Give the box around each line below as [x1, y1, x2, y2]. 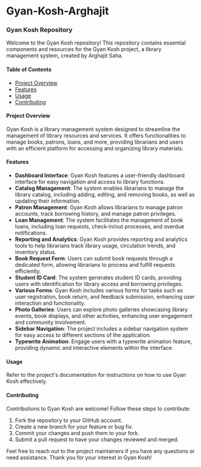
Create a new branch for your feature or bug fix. [14, 423, 133, 430]
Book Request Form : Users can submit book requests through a [14, 255, 173, 262]
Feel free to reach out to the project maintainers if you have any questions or [6, 447, 195, 454]
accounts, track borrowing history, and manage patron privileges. [14, 210, 176, 218]
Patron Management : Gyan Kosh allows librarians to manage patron [14, 204, 184, 211]
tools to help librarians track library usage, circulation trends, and [14, 242, 176, 249]
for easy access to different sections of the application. [14, 332, 151, 339]
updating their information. [14, 197, 81, 205]
